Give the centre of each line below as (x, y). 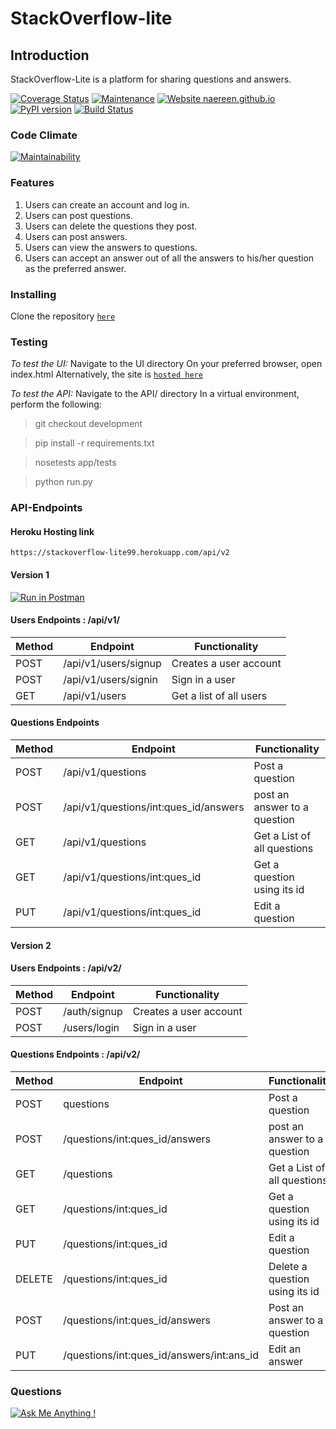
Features (32, 183)
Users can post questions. (78, 215)
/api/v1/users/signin (110, 679)
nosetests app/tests (75, 463)
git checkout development (88, 424)
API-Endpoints (46, 508)
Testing (29, 342)
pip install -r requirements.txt (94, 443)
